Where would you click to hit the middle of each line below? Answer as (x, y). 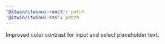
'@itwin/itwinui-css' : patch (42, 17)
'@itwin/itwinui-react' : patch (45, 12)
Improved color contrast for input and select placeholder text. (82, 34)
